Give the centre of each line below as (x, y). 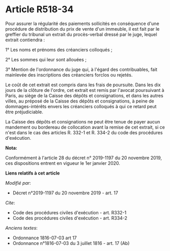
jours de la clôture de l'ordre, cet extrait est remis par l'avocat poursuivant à (85, 90)
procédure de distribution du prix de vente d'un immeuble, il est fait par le (82, 29)
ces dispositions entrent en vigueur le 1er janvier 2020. (63, 163)
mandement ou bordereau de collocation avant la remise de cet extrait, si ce (85, 127)
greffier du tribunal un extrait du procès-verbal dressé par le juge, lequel (81, 34)
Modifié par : (18, 183)
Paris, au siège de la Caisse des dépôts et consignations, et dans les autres (84, 95)
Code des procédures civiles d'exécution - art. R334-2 (70, 218)
